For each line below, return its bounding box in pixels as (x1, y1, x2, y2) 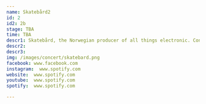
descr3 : (6, 49, 26, 55)
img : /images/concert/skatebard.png (6, 54, 100, 61)
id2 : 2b (6, 20, 26, 26)
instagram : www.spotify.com (6, 65, 81, 72)
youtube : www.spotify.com (6, 77, 75, 83)
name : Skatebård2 (6, 9, 51, 15)
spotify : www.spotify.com (6, 83, 75, 89)
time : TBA (6, 32, 32, 38)
